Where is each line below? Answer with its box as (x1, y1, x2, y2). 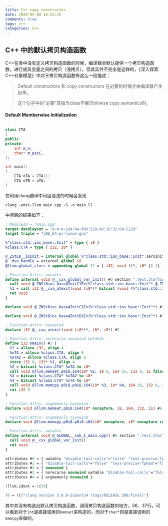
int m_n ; (14, 146, 32, 151)
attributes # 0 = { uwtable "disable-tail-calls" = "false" (5, 456, 126, 461)
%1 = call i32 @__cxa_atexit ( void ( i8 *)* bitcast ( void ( (9, 286, 133, 291)
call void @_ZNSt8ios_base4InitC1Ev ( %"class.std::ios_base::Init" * (9, 281, 153, 287)
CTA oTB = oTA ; (14, 178, 46, 183)
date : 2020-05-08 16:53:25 (5, 12, 61, 17)
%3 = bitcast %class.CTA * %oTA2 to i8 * (9, 373, 93, 378)
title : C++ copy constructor (5, 7, 66, 13)
